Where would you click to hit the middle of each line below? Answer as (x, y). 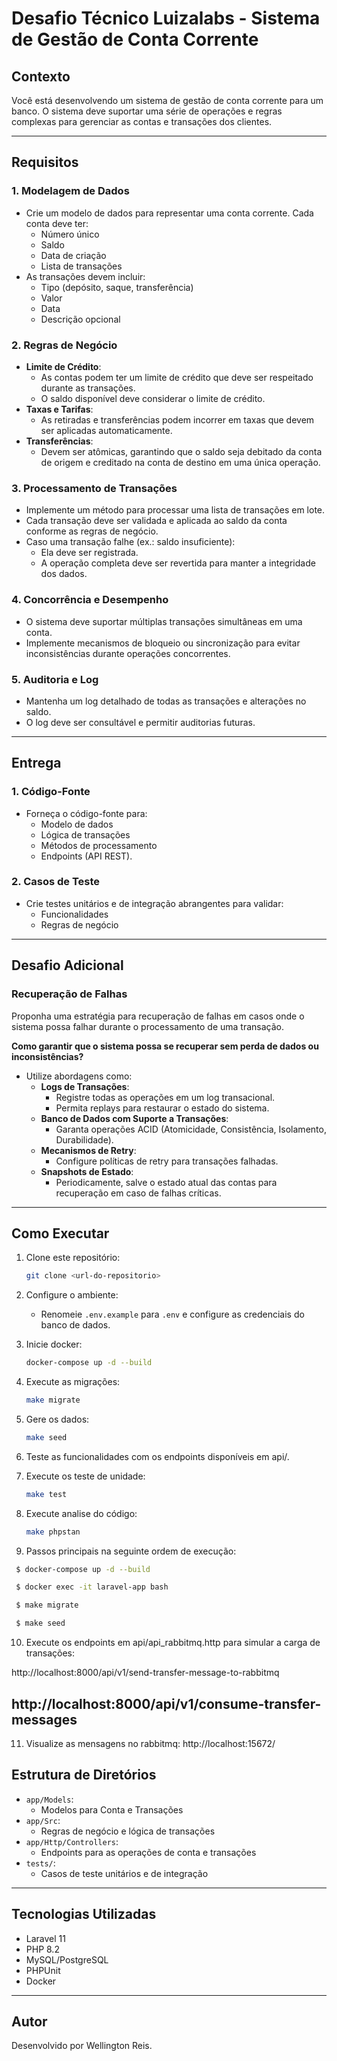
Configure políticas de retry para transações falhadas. (167, 1161)
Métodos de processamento (99, 845)
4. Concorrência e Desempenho (90, 600)
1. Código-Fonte (51, 792)
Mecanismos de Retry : (88, 1150)
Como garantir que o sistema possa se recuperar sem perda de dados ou (165, 1046)
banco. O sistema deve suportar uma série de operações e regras (147, 111)
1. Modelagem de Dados (70, 191)
